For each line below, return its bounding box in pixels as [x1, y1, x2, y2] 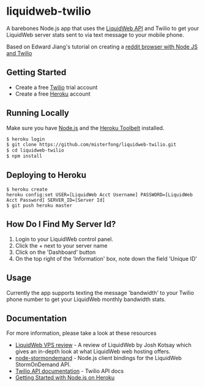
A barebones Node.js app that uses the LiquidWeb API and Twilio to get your [6, 25, 199, 32]
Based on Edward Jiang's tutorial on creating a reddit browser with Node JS [6, 43, 198, 50]
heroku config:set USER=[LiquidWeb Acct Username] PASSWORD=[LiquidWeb [6, 191, 193, 197]
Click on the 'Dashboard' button [15, 248, 96, 256]
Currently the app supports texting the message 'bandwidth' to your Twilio [6, 289, 195, 296]
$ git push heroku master [6, 202, 72, 209]
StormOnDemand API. [15, 361, 71, 369]
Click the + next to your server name [15, 242, 108, 249]
